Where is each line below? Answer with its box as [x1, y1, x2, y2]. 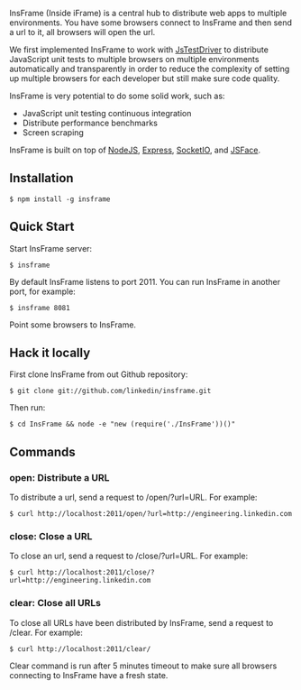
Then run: [9, 402, 46, 413]
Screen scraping [22, 127, 84, 138]
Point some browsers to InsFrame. [9, 319, 137, 330]
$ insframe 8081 [9, 303, 70, 312]
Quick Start [9, 219, 75, 235]
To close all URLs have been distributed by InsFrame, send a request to [9, 617, 274, 628]
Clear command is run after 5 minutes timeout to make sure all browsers [9, 660, 278, 671]
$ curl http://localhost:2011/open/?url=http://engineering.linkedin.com [9, 510, 293, 519]
